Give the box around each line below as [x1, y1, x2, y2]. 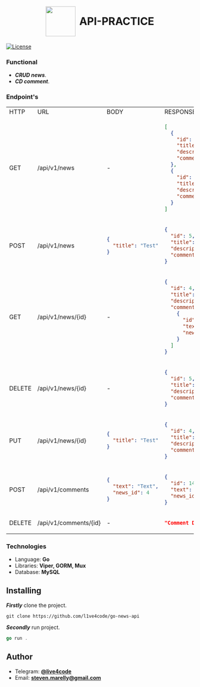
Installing [6, 586, 42, 596]
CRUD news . [14, 72, 46, 79]
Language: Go [14, 556, 50, 563]
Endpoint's [6, 93, 39, 101]
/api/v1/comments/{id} [37, 519, 101, 527]
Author [6, 652, 33, 662]
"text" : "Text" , [112, 483, 159, 490]
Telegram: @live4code [14, 667, 72, 675]
